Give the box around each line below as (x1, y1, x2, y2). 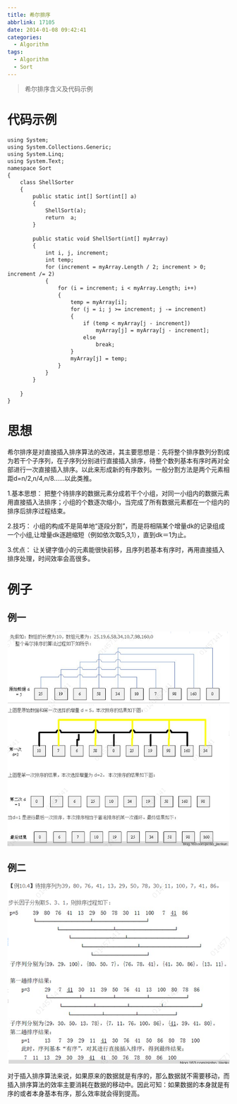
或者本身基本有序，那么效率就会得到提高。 (19, 1089, 143, 1098)
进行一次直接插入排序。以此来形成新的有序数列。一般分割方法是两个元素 (13, 465, 224, 474)
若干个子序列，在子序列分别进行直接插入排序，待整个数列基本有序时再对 (13, 456, 224, 465)
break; (95, 341, 115, 348)
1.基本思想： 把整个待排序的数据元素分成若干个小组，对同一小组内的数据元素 (7, 489, 230, 497)
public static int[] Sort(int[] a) (32, 192, 138, 200)
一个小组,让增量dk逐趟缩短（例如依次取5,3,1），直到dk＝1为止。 (7, 530, 190, 539)
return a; (44, 214, 78, 221)
